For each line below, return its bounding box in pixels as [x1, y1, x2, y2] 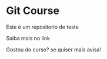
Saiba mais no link [6, 34, 50, 41]
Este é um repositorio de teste [6, 23, 79, 30]
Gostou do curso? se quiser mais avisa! [6, 46, 102, 53]
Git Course [6, 4, 60, 18]
